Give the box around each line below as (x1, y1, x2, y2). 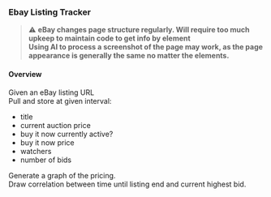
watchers (19, 146, 52, 156)
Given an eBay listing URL (8, 88, 95, 97)
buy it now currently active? (19, 129, 114, 139)
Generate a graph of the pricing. (8, 170, 116, 180)
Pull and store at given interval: (8, 96, 112, 105)
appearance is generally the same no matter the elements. (28, 51, 230, 61)
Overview (8, 69, 42, 79)
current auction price (19, 120, 91, 130)
